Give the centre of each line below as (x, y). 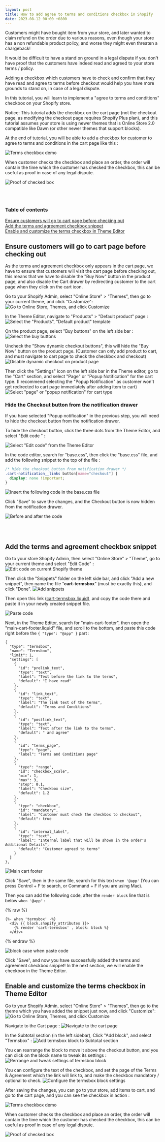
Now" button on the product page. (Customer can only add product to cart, (81, 351)
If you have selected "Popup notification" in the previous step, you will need (82, 415)
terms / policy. (20, 68)
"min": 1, (28, 776)
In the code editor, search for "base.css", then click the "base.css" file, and (81, 455)
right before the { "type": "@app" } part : (47, 634)
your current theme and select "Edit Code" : (49, 564)
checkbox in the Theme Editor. (36, 971)
